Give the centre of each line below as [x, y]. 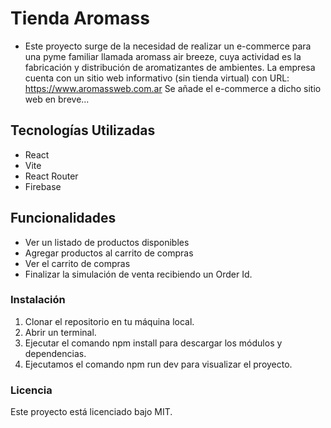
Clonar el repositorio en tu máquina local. [109, 321]
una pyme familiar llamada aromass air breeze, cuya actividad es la [163, 56]
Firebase [43, 186]
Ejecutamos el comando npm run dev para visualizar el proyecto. [158, 364]
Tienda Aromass [80, 18]
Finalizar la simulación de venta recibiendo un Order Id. [138, 274]
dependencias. [55, 353]
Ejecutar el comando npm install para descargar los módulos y [153, 343]
